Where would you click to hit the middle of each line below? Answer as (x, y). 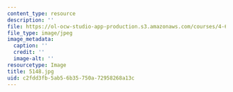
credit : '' (29, 53)
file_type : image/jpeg (40, 33)
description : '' (31, 20)
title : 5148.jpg (31, 71)
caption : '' (31, 46)
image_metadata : (31, 39)
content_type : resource (42, 13)
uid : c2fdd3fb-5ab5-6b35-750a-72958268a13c (71, 78)
